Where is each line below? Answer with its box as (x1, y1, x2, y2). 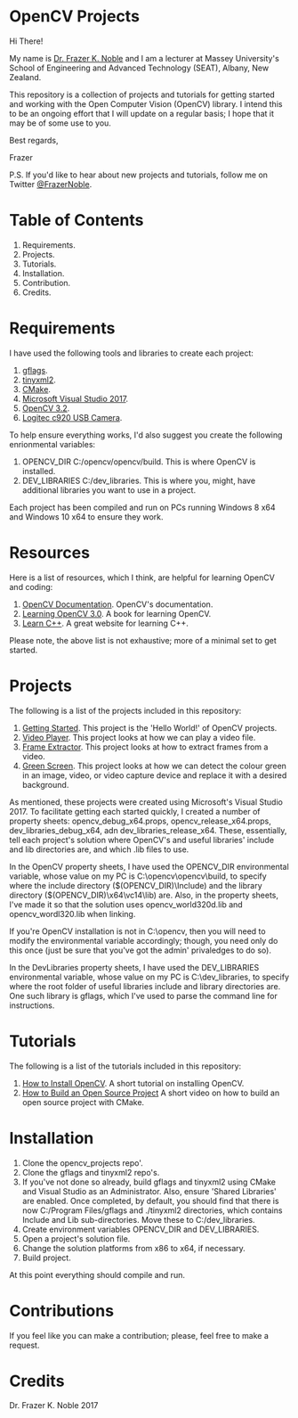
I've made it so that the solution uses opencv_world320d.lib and (9, 898, 243, 910)
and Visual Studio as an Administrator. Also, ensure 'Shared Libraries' (21, 1185, 278, 1196)
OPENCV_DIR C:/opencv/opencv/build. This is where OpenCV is (21, 456, 256, 467)
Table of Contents (9, 210, 144, 231)
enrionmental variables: (9, 439, 96, 449)
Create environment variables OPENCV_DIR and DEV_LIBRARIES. (21, 1224, 260, 1234)
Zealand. (9, 71, 42, 82)
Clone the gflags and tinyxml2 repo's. (21, 1167, 160, 1177)
